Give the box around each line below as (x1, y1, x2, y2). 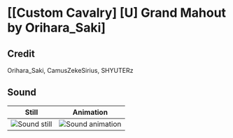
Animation (72, 107, 108, 117)
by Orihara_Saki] (7, 20, 106, 36)
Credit (7, 48, 35, 60)
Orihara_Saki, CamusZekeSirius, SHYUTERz (7, 67, 134, 74)
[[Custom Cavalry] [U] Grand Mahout (7, 5, 226, 21)
